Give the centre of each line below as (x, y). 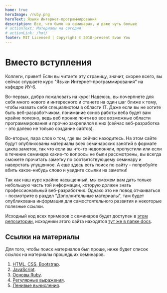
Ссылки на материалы (42, 237)
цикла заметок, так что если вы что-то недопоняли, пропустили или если (83, 148)
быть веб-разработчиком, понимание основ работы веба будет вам (78, 112)
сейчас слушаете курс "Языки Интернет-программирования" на (74, 81)
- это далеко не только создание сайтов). (50, 128)
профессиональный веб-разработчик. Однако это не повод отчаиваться (83, 190)
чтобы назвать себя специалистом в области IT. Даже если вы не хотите (83, 107)
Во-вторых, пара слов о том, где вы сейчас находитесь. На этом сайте (81, 138)
